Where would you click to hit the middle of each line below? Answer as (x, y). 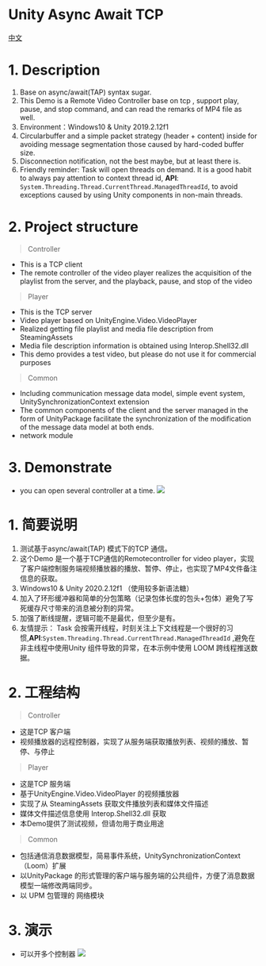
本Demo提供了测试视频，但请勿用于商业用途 (92, 823)
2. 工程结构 (44, 693)
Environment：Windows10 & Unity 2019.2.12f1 (94, 127)
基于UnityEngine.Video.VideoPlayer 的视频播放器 (99, 793)
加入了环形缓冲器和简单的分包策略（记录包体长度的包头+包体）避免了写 (137, 598)
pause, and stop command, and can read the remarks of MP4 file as (131, 109)
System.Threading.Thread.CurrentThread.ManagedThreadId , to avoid (129, 186)
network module (46, 435)
